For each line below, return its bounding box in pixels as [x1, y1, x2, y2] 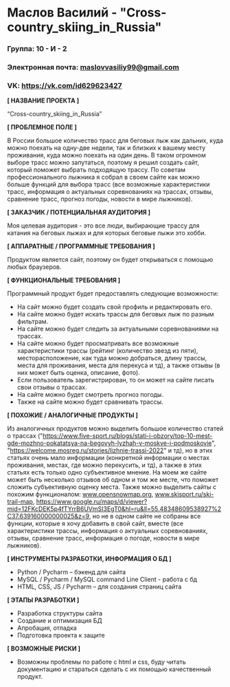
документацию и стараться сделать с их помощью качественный [16, 665, 211, 673]
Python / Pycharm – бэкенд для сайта [16, 568, 126, 576]
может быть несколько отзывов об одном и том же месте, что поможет [7, 476, 219, 484]
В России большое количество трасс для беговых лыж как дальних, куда [7, 136, 224, 145]
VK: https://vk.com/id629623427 [7, 80, 122, 90]
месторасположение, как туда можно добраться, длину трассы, [16, 354, 207, 362]
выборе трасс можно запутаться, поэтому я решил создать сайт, [7, 158, 200, 166]
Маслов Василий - [7, 5, 117, 21]
